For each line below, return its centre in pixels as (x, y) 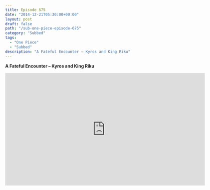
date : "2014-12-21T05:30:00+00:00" (42, 14)
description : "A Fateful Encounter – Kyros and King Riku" (68, 51)
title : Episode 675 (25, 10)
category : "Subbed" (25, 33)
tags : (11, 38)
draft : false (19, 24)
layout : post (19, 19)
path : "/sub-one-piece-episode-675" (43, 28)
